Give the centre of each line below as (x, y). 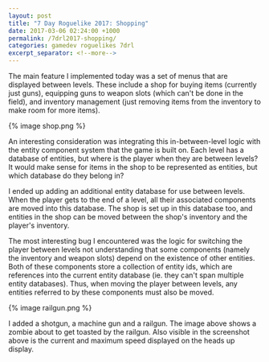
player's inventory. (39, 225)
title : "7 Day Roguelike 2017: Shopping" (79, 23)
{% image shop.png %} (47, 126)
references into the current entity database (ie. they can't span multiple (126, 275)
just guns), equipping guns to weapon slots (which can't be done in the (126, 93)
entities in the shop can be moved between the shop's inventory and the (128, 217)
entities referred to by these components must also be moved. (111, 292)
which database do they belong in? (66, 175)
